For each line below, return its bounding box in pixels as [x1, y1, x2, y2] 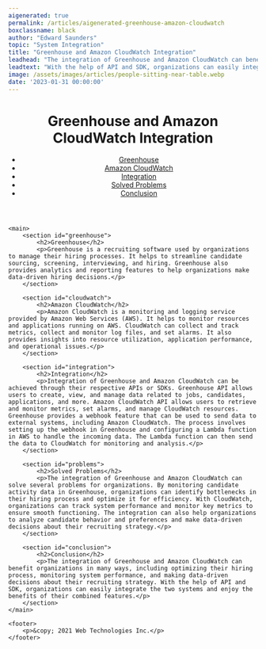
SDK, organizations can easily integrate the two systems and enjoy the [8, 586, 253, 594]
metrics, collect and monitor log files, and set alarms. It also [8, 329, 232, 337]
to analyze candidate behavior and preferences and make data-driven [8, 516, 243, 524]
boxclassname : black [8, 26, 77, 34]
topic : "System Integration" [8, 41, 104, 49]
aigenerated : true [8, 11, 69, 20]
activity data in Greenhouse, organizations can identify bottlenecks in [8, 488, 257, 496]
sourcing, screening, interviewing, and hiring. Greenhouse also [8, 259, 228, 268]
